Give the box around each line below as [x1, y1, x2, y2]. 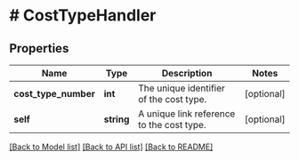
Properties [9, 41, 69, 56]
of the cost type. [137, 93, 207, 105]
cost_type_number [13, 88, 95, 100]
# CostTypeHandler [9, 5, 157, 26]
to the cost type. [137, 119, 206, 131]
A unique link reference [137, 108, 236, 120]
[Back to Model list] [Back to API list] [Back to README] [9, 141, 214, 152]
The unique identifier [137, 82, 225, 94]
